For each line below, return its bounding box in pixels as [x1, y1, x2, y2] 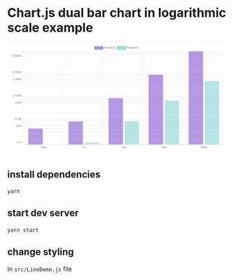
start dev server [7, 207, 79, 219]
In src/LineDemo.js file [7, 265, 72, 273]
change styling [7, 246, 74, 258]
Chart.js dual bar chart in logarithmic [7, 5, 226, 21]
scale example [7, 20, 93, 36]
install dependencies [7, 168, 101, 180]
